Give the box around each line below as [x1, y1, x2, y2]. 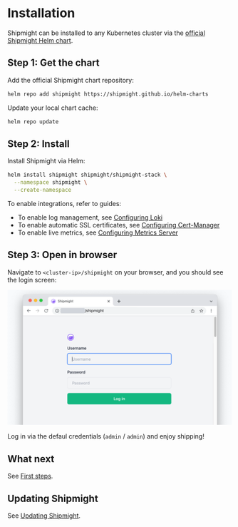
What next [7, 453, 55, 465]
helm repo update [7, 118, 59, 126]
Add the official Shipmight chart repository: [7, 76, 134, 84]
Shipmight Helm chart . [7, 36, 73, 44]
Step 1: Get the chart [7, 57, 100, 69]
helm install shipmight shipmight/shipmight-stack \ [7, 171, 167, 179]
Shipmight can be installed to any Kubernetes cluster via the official [7, 29, 205, 37]
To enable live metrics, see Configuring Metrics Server [17, 228, 178, 237]
